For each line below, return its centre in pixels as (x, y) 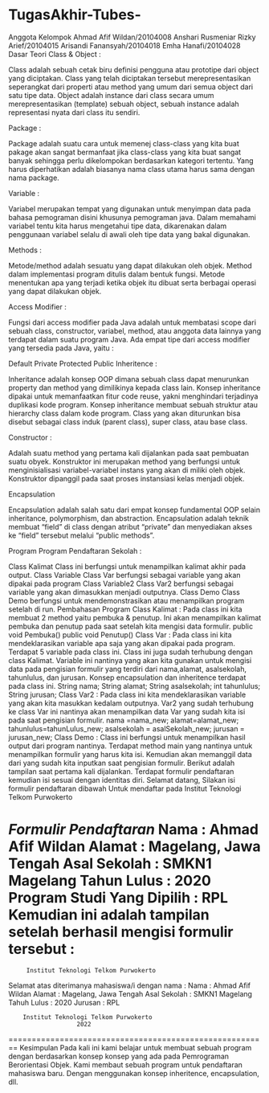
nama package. (34, 178)
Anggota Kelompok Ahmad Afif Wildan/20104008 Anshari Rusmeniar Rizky (132, 37)
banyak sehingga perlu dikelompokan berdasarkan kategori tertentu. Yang (131, 160)
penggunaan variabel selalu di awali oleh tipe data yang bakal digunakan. (129, 234)
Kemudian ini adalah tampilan (109, 915)
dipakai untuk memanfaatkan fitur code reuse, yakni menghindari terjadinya (133, 396)
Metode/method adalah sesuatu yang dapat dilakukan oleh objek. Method (130, 265)
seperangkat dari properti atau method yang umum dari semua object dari (131, 87)
